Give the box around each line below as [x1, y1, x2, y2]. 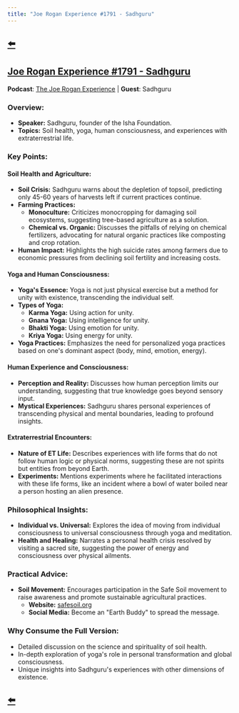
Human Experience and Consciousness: [7, 363, 129, 372]
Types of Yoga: [17, 301, 64, 309]
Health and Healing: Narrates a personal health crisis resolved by [17, 537, 212, 545]
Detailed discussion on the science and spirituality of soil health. [17, 642, 208, 651]
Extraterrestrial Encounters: [7, 433, 93, 442]
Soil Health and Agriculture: [7, 169, 91, 178]
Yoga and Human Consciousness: [7, 269, 110, 279]
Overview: [7, 102, 44, 112]
